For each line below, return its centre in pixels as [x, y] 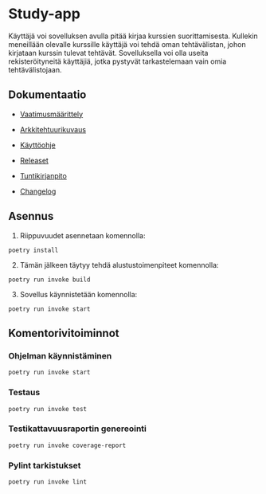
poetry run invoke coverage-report [67, 445]
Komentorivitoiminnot [64, 333]
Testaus [24, 393]
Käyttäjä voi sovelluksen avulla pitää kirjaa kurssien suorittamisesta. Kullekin [133, 36]
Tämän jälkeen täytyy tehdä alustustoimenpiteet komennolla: [119, 265]
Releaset [34, 160]
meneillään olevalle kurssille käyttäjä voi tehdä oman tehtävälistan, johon [127, 44]
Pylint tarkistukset [45, 465]
